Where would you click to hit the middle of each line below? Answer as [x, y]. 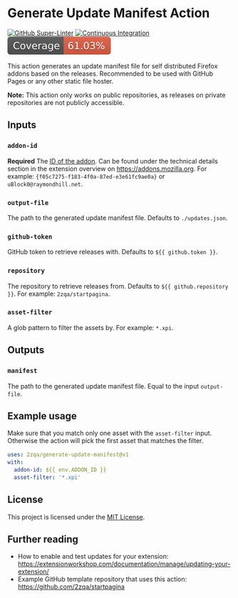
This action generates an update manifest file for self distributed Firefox [113, 66]
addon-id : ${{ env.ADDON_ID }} [60, 470]
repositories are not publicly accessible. [66, 102]
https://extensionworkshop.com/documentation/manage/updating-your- [124, 564]
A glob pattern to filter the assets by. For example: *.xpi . [90, 327]
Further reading [43, 540]
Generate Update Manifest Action [109, 13]
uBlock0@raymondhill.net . [45, 184]
